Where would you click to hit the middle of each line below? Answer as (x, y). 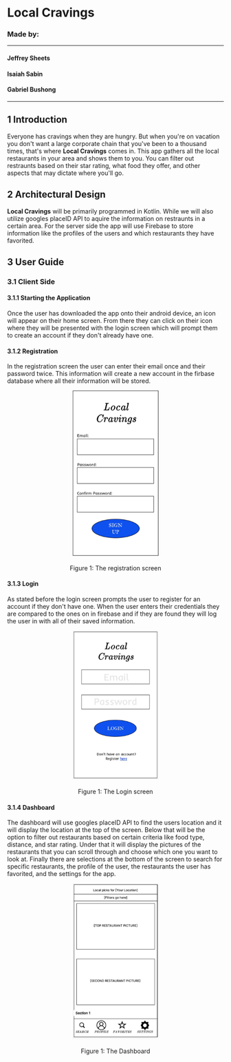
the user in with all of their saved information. (71, 621)
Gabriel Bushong (32, 90)
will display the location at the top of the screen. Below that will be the (106, 830)
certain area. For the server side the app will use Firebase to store (100, 226)
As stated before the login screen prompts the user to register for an (104, 599)
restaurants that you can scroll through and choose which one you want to (112, 852)
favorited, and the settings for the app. (62, 874)
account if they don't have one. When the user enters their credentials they (113, 606)
